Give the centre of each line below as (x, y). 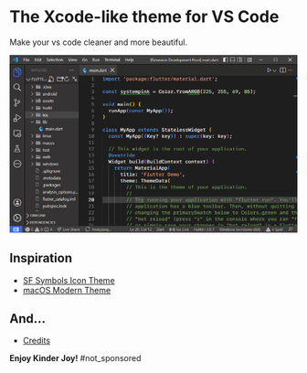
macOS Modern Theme (67, 290)
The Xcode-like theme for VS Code (144, 17)
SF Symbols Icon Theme (69, 280)
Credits (37, 341)
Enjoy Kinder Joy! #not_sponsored (75, 358)
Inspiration (41, 258)
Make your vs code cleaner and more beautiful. (99, 42)
